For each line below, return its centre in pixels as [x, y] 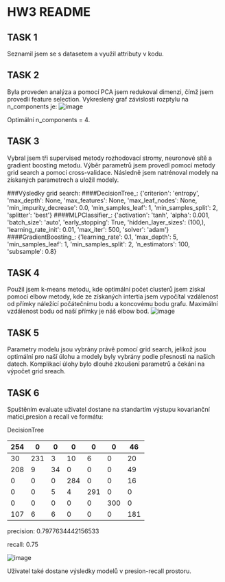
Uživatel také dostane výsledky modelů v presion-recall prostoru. [99, 571]
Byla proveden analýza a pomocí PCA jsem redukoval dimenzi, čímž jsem [110, 92]
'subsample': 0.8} [32, 251]
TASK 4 [23, 273]
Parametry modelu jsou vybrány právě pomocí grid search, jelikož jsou [107, 349]
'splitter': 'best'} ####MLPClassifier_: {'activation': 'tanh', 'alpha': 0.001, [109, 215]
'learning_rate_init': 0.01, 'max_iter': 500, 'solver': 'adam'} [88, 229]
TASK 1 [22, 37]
